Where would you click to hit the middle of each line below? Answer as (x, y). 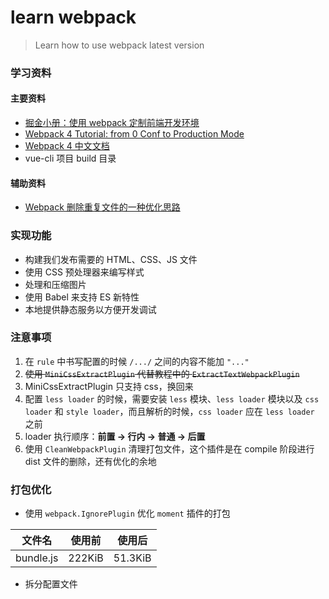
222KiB (86, 558)
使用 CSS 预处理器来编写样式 (84, 272)
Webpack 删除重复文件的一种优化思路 (102, 207)
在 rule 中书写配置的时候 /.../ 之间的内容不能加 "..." (137, 361)
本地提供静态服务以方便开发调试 (90, 309)
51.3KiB (132, 558)
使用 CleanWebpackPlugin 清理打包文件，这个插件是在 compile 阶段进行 (169, 448)
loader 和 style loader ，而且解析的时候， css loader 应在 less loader (169, 411)
